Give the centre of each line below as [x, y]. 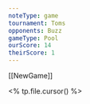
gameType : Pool [33, 38]
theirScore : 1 [32, 53]
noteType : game [33, 16]
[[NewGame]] [31, 76]
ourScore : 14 [30, 46]
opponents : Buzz [35, 30]
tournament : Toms [37, 23]
